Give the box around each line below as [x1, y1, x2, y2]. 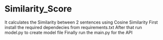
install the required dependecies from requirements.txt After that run [4, 24, 143, 30]
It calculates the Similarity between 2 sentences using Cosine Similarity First [4, 19, 158, 25]
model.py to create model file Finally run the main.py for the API [4, 29, 133, 35]
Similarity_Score [4, 3, 72, 14]
